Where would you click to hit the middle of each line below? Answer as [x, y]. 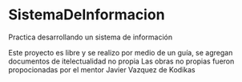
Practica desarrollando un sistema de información [91, 37]
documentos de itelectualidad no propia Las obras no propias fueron [121, 61]
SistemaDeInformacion [87, 15]
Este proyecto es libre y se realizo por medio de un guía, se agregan [121, 52]
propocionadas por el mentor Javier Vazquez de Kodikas [102, 69]
